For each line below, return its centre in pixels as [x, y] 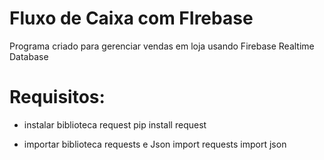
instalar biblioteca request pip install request [115, 124]
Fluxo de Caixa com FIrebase [131, 18]
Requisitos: [57, 97]
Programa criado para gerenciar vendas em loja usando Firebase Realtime [162, 46]
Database [29, 56]
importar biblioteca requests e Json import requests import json [155, 144]
